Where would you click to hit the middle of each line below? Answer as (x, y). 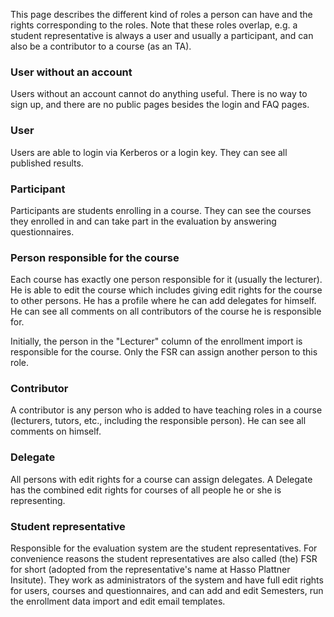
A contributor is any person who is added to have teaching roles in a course (166, 410)
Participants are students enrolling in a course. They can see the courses (161, 210)
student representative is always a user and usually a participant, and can (162, 35)
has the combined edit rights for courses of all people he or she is (146, 490)
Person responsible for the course (95, 257)
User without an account (71, 72)
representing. (38, 500)
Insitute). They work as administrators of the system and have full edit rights (167, 580)
